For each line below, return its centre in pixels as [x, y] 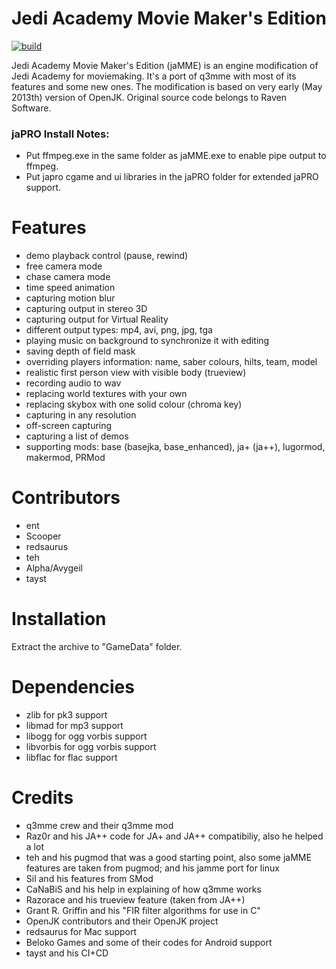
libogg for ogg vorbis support [86, 736]
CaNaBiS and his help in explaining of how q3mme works [143, 889]
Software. [31, 108]
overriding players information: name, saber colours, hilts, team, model [171, 362]
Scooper [43, 536]
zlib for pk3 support [66, 714]
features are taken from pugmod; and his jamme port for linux [152, 868]
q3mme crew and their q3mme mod [99, 825]
